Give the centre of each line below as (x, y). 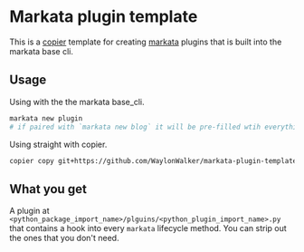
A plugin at (29, 211)
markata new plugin (46, 118)
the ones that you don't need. (64, 238)
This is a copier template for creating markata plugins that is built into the (146, 42)
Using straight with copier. (58, 144)
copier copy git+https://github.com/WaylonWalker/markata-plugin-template (153, 160)
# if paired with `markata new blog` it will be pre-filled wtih (135, 127)
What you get (48, 189)
